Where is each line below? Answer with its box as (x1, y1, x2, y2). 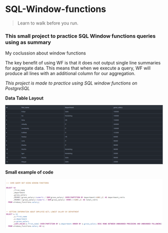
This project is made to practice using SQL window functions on (5, 80, 137, 86)
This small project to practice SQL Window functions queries (5, 32, 156, 39)
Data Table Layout (5, 95, 44, 101)
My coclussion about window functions (5, 50, 86, 56)
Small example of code (5, 169, 53, 175)
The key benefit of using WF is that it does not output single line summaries (5, 60, 161, 66)
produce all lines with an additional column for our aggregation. (5, 70, 136, 76)
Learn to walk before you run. (17, 20, 78, 26)
